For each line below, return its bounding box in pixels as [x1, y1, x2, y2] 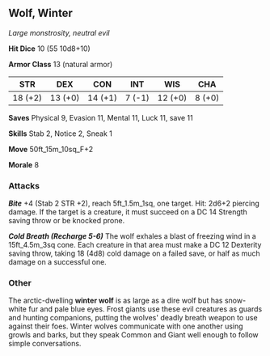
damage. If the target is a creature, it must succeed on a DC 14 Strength [8, 207, 248, 217]
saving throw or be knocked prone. [8, 216, 125, 226]
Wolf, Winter [8, 6, 73, 20]
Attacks [8, 180, 40, 191]
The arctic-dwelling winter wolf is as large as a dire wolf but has [8, 295, 223, 306]
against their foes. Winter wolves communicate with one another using [8, 321, 244, 331]
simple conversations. [8, 339, 82, 349]
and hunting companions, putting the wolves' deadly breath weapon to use [8, 313, 258, 323]
